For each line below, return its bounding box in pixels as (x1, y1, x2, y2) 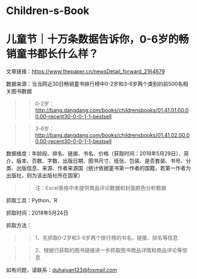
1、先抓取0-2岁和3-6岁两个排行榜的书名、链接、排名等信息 (35, 234, 178, 241)
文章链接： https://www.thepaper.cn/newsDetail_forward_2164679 (6, 68, 165, 75)
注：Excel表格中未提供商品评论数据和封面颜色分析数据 (35, 185, 167, 192)
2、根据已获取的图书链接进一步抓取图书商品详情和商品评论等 (35, 247, 183, 254)
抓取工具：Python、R (6, 197, 57, 204)
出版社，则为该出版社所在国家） (6, 172, 83, 179)
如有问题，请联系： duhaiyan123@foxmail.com (6, 267, 117, 274)
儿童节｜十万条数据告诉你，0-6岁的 (6, 33, 179, 46)
